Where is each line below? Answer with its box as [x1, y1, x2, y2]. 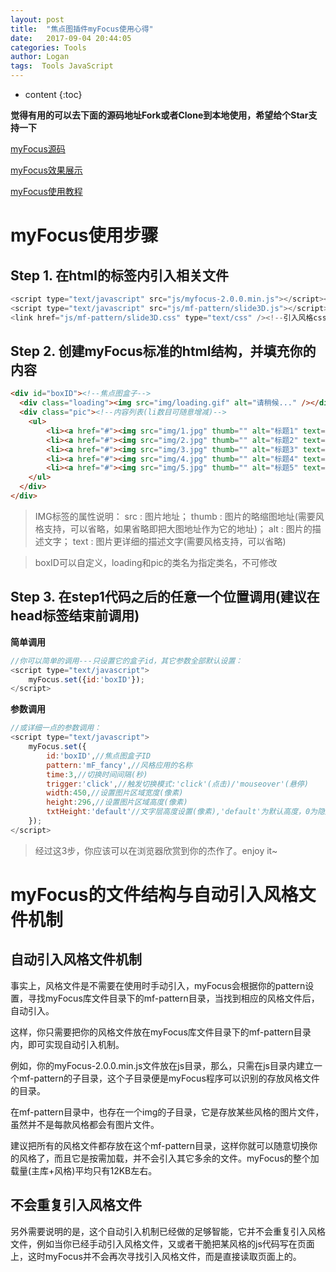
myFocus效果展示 [10, 164, 83, 176]
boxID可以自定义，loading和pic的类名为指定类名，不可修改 [34, 556, 278, 568]
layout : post [10, 14, 65, 25]
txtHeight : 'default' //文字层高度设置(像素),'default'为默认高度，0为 [46, 807, 318, 817]
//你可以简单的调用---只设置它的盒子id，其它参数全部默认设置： [10, 656, 243, 666]
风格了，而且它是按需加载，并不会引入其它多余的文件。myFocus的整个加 [18, 1152, 320, 1164]
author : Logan [10, 52, 70, 62]
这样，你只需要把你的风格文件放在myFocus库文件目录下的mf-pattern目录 [10, 1026, 312, 1038]
